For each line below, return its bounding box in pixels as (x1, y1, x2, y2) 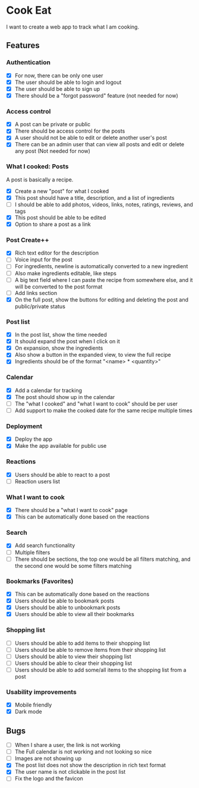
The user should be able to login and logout (14, 79, 122, 86)
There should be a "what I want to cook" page (14, 507, 128, 514)
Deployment (6, 422, 43, 430)
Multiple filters (14, 548, 50, 556)
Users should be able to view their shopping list (14, 652, 132, 660)
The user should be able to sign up (14, 85, 100, 92)
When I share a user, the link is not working (14, 742, 121, 749)
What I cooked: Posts (6, 162, 69, 171)
